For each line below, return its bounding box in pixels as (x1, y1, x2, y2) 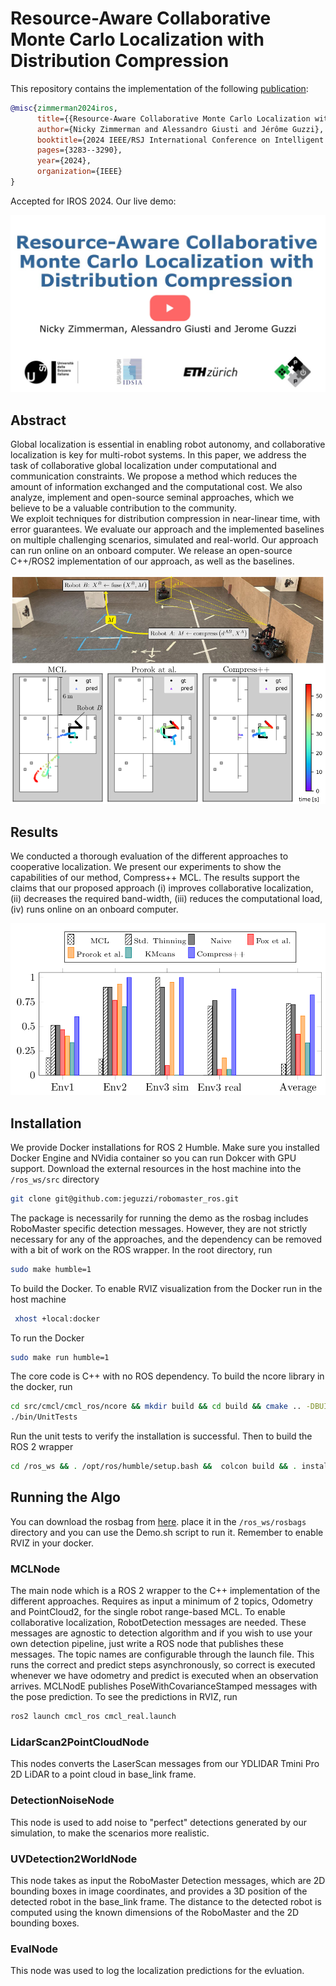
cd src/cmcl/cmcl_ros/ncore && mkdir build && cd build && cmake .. (10, 1402, 302, 1412)
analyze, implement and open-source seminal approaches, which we (10, 492, 295, 504)
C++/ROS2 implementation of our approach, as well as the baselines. (10, 555, 295, 567)
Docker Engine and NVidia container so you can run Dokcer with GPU (10, 1152, 297, 1164)
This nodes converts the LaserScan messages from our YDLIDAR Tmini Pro (10, 1758, 320, 1770)
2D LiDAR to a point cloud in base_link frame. (10, 1768, 197, 1781)
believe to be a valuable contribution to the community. (10, 502, 237, 514)
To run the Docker (10, 1332, 85, 1344)
